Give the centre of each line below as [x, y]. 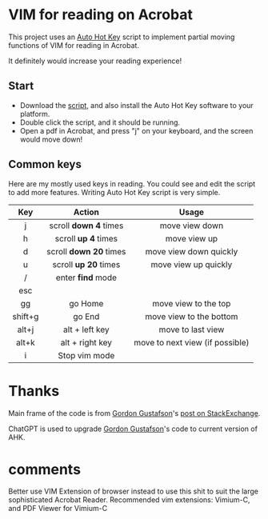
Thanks [34, 391]
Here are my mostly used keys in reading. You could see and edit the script [132, 184]
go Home [86, 303]
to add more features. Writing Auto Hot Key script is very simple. [114, 192]
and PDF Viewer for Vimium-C [58, 509]
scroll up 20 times [86, 264]
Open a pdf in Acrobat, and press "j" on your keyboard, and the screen [136, 130]
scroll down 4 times [86, 226]
